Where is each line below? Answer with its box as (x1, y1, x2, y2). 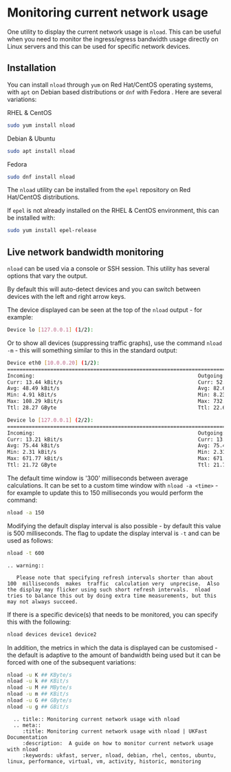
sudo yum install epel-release (7, 227, 97, 234)
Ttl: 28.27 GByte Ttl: (7, 404, 211, 411)
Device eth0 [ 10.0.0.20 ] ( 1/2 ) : (7, 359, 100, 366)
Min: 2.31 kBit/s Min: (7, 449, 211, 456)
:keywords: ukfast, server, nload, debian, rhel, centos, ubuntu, (22, 752, 217, 759)
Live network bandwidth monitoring (7, 246, 164, 258)
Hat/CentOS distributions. (7, 193, 80, 201)
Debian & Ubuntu (7, 134, 56, 143)
